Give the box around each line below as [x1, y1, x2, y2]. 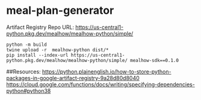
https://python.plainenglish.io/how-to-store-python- [42, 67, 172, 75]
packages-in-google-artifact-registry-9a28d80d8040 [6, 74, 140, 81]
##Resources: [6, 67, 41, 75]
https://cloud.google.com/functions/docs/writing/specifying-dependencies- [6, 81, 196, 88]
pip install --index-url [6, 52, 69, 58]
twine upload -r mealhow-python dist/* [6, 46, 110, 53]
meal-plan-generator [6, 4, 114, 17]
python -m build [6, 42, 47, 48]
